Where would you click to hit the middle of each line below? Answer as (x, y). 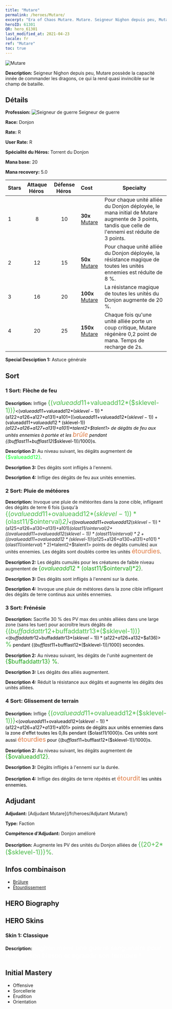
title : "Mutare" (23, 10)
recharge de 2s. (124, 347)
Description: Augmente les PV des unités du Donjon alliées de (71, 845)
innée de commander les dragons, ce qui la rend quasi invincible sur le (80, 78)
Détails (17, 100)
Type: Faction (20, 823)
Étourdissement (29, 887)
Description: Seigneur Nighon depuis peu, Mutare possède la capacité (80, 73)
